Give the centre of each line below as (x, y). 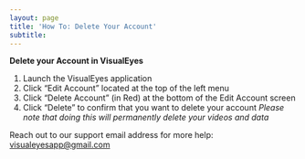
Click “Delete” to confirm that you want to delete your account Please (153, 108)
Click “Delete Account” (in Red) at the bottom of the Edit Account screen (159, 98)
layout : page (34, 18)
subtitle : (28, 35)
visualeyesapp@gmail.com (60, 145)
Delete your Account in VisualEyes (77, 61)
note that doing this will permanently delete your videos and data (146, 117)
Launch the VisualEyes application (87, 79)
